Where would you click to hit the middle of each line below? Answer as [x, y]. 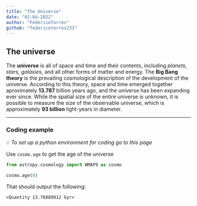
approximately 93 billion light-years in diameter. [64, 109]
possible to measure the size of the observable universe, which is [85, 103]
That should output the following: [46, 187]
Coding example [30, 129]
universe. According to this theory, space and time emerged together [89, 84]
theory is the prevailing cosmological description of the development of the [97, 78]
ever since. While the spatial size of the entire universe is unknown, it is [92, 97]
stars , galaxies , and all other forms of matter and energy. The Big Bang [92, 72]
